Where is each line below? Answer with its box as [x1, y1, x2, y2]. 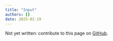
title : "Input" [5, 7, 37, 12]
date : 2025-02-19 [5, 16, 41, 21]
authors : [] [5, 12, 30, 17]
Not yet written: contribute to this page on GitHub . [5, 30, 108, 36]
